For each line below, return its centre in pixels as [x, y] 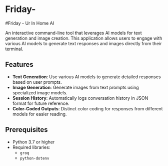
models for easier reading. [39, 114]
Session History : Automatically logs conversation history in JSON [80, 98]
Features [19, 64]
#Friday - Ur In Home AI [30, 23]
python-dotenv [34, 158]
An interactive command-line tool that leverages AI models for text [73, 33]
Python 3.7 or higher [33, 142]
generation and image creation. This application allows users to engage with [84, 38]
